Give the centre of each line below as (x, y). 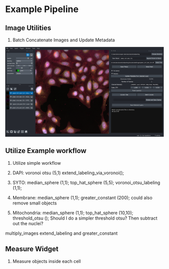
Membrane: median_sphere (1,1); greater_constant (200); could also (82, 197)
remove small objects (34, 203)
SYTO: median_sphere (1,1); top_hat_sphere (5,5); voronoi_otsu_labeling (86, 182)
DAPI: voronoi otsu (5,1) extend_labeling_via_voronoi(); (68, 173)
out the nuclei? (28, 223)
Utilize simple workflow (37, 163)
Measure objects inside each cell (47, 261)
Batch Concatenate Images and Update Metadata (64, 40)
